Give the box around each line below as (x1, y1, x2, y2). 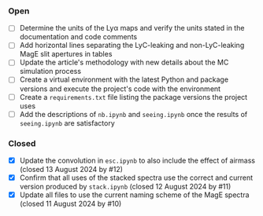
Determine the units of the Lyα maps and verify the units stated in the (19, 24, 245, 33)
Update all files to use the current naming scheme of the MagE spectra (19, 190, 250, 200)
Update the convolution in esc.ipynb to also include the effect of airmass (19, 156, 256, 165)
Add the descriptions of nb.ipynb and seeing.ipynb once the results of (19, 109, 248, 119)
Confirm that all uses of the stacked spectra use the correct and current (19, 173, 254, 182)
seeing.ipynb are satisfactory (19, 118, 116, 127)
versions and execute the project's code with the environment (19, 84, 221, 93)
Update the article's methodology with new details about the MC (19, 57, 229, 68)
